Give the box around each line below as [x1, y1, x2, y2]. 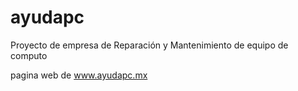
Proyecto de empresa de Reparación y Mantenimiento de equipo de [10, 39, 289, 51]
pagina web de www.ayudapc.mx [10, 69, 148, 81]
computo [10, 49, 48, 61]
